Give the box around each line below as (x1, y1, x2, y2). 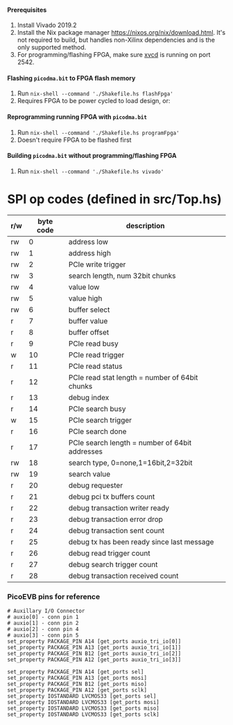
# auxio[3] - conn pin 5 (7, 632, 79, 639)
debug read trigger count (68, 548, 150, 558)
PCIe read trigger (68, 350, 125, 360)
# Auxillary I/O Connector (7, 607, 85, 615)
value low (68, 282, 100, 292)
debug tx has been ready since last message (68, 536, 214, 546)
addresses (68, 446, 103, 456)
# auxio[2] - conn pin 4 (7, 626, 79, 633)
